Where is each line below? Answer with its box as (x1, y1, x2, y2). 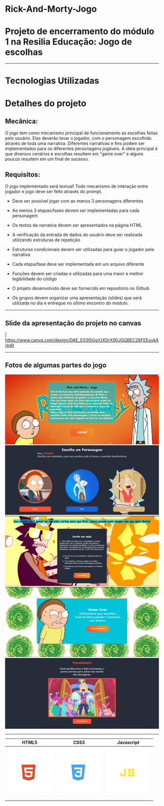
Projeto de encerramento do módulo (5, 26, 155, 37)
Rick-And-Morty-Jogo (5, 3, 97, 15)
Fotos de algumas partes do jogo (5, 361, 106, 370)
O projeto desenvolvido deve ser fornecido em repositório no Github (12, 285, 150, 291)
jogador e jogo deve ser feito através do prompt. (5, 189, 102, 195)
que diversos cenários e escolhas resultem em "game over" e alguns (5, 151, 144, 157)
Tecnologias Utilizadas (5, 75, 100, 86)
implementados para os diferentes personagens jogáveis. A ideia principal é (5, 146, 158, 151)
